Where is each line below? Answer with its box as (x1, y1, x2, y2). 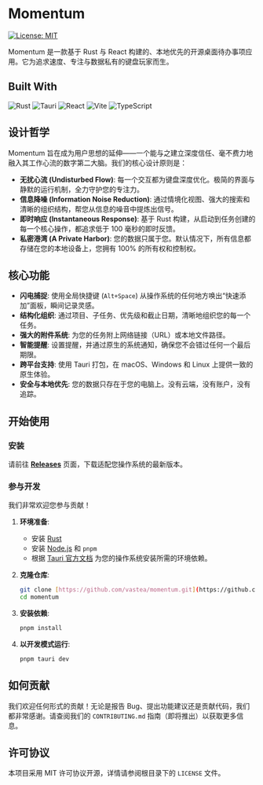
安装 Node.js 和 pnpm (31, 544, 97, 553)
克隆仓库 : (19, 570, 49, 580)
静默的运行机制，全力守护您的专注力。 (19, 184, 144, 193)
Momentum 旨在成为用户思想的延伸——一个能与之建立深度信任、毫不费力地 (8, 148, 254, 157)
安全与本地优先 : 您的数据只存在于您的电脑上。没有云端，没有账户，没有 (19, 379, 251, 389)
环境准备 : (19, 517, 49, 527)
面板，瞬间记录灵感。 (29, 300, 99, 311)
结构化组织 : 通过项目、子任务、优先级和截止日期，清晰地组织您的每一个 (19, 311, 251, 320)
